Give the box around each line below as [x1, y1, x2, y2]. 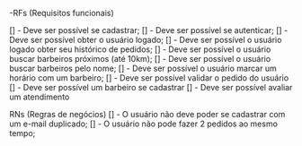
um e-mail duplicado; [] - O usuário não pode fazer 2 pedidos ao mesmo [9, 118, 279, 129]
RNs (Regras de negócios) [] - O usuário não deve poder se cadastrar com [9, 109, 286, 119]
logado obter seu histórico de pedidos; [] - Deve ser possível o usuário [9, 44, 271, 55]
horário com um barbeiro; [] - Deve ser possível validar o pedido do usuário [9, 73, 289, 83]
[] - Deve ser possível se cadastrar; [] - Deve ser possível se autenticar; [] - [9, 25, 289, 35]
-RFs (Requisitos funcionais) [9, 8, 114, 18]
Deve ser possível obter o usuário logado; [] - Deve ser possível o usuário [9, 35, 282, 45]
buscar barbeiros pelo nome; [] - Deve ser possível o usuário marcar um [9, 63, 277, 73]
